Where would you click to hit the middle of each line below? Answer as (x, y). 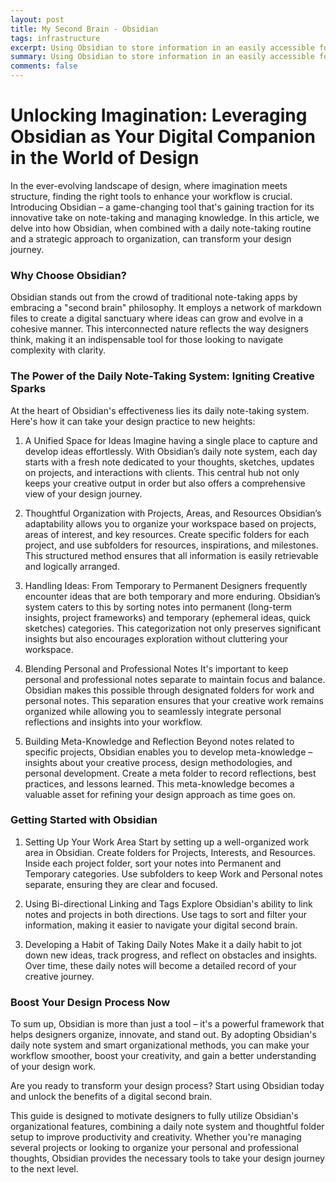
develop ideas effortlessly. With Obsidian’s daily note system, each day (171, 451)
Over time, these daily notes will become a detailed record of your (160, 965)
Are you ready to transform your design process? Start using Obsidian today (167, 1086)
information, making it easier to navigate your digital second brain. (161, 925)
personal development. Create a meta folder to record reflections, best (170, 773)
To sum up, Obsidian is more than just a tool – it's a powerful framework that (167, 1024)
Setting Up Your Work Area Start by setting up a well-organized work (167, 842)
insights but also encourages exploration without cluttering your (156, 638)
